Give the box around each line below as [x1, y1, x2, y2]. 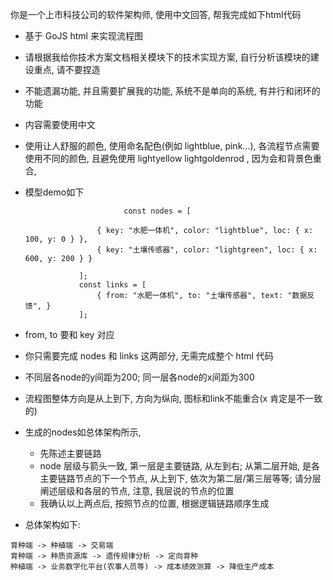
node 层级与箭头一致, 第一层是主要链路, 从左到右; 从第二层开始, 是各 [39, 460, 321, 472]
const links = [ [78, 280, 147, 290]
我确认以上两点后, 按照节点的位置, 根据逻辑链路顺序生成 [39, 498, 270, 509]
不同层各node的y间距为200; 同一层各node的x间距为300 [24, 371, 255, 383]
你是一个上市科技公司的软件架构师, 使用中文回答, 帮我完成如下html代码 [10, 9, 302, 20]
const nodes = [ [123, 206, 192, 216]
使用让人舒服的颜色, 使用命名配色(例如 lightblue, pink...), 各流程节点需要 [24, 140, 320, 152]
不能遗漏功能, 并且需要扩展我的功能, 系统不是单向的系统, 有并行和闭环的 [24, 85, 321, 97]
